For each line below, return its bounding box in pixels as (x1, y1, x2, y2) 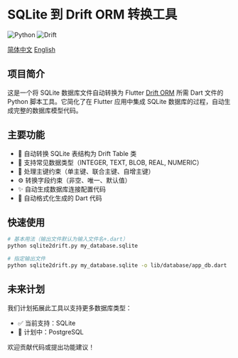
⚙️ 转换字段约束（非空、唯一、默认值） (17, 176, 131, 184)
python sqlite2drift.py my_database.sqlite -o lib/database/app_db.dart (7, 262, 227, 269)
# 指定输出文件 (7, 256, 46, 263)
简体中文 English (7, 45, 55, 53)
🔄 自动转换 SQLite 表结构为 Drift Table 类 (17, 149, 137, 157)
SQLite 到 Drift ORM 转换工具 (7, 6, 178, 23)
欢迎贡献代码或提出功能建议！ (7, 342, 94, 351)
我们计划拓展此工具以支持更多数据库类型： (7, 303, 132, 312)
